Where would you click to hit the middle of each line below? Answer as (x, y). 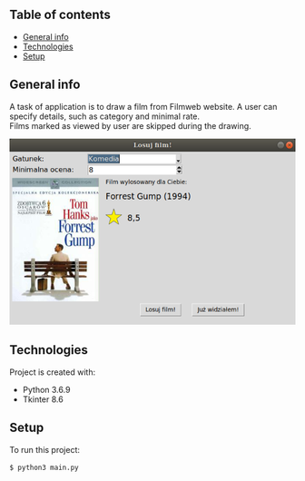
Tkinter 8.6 (43, 399)
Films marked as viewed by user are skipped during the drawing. (130, 125)
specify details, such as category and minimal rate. (105, 116)
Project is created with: (53, 372)
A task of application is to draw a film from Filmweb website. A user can (143, 106)
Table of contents (60, 15)
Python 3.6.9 (46, 389)
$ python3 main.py (44, 467)
